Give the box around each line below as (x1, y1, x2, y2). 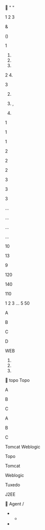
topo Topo (9, 377, 30, 383)
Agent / (9, 501, 24, 506)
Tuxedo (5, 482, 21, 488)
